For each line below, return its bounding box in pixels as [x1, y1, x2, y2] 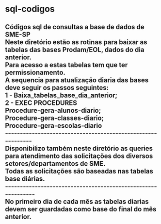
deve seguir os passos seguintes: [5, 84, 109, 92]
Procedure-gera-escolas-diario [5, 121, 102, 130]
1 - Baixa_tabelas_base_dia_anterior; [5, 91, 118, 99]
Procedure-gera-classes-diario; [5, 114, 104, 122]
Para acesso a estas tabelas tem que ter [5, 61, 128, 69]
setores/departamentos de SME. [5, 159, 106, 168]
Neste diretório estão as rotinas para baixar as [5, 38, 147, 46]
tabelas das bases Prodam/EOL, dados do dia [5, 45, 145, 54]
